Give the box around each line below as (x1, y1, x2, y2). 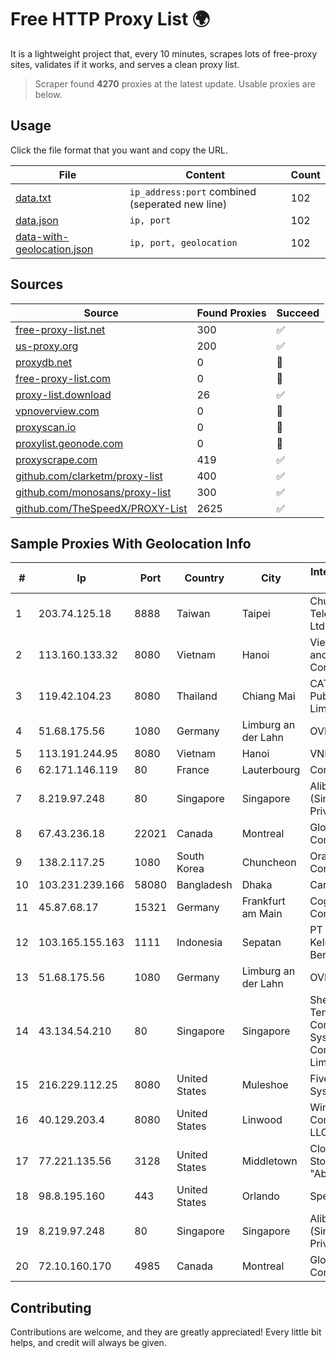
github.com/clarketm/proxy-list (15, 469, 163, 483)
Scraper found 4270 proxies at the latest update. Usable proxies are (34, 77, 316, 90)
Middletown (241, 1154, 298, 1168)
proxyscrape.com (15, 452, 98, 466)
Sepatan (241, 936, 282, 950)
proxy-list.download (15, 387, 112, 401)
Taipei (241, 607, 271, 621)
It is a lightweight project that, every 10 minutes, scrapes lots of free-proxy (10, 47, 318, 60)
